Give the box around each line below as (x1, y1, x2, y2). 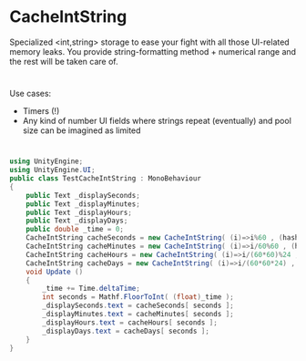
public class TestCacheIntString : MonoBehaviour (9, 174, 202, 183)
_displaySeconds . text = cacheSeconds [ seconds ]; (42, 301, 234, 311)
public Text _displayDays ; (25, 216, 128, 225)
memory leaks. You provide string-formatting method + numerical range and (9, 46, 297, 57)
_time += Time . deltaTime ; (42, 284, 141, 294)
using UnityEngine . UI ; (9, 166, 96, 175)
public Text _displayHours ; (25, 208, 132, 217)
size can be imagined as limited (22, 125, 141, 136)
